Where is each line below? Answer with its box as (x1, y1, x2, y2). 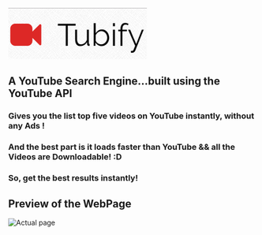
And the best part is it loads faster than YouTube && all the (8, 142, 235, 153)
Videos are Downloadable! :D (8, 151, 122, 162)
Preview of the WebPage (8, 197, 132, 211)
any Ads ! (8, 121, 45, 132)
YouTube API (8, 87, 73, 100)
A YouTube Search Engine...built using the (8, 75, 221, 88)
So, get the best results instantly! (8, 173, 138, 184)
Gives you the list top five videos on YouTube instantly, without (8, 110, 255, 121)
